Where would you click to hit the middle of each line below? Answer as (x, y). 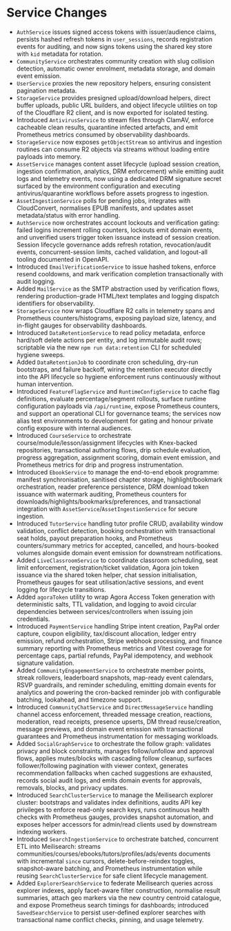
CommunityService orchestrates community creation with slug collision (115, 61)
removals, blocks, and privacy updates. (72, 787)
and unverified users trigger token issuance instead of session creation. (119, 237)
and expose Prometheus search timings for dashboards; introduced (112, 905)
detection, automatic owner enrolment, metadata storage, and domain (115, 68)
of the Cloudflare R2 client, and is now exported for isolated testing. (112, 113)
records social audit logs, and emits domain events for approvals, (109, 780)
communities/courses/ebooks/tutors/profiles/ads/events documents (113, 854)
